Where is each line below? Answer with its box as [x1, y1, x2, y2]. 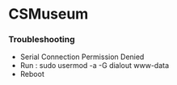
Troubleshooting [8, 34, 75, 45]
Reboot [19, 70, 44, 79]
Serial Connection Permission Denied [19, 52, 145, 62]
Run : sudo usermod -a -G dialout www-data [19, 61, 170, 70]
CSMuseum [8, 5, 89, 23]
